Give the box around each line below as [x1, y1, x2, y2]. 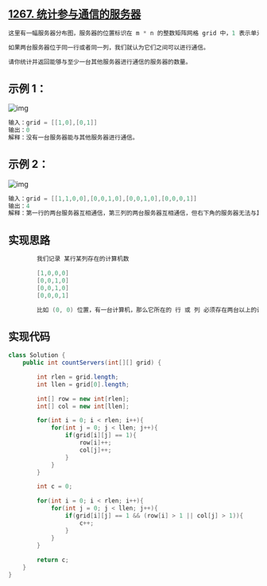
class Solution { [8, 351, 66, 359]
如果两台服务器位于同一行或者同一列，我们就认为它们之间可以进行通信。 [8, 43, 210, 52]
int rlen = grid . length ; [37, 373, 119, 381]
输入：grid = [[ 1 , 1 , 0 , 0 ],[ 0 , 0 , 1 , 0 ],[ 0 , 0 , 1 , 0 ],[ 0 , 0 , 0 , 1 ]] [8, 194, 197, 203]
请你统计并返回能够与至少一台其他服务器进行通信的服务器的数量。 [8, 58, 192, 66]
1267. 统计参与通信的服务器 [8, 7, 141, 21]
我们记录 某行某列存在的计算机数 [37, 255, 130, 263]
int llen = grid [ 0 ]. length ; [37, 380, 130, 388]
